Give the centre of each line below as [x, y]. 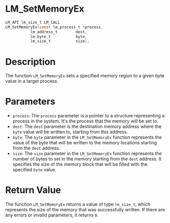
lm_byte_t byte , [59, 37]
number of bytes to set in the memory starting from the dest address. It [87, 159]
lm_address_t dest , [59, 32]
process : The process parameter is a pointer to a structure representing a [89, 116]
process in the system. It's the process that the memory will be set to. [86, 121]
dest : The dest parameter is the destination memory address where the [87, 126]
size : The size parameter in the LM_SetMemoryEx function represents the [87, 153]
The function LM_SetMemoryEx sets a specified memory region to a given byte [85, 76]
